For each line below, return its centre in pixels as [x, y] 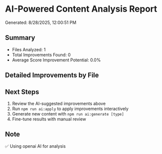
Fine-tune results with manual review [49, 119]
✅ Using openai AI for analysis [35, 146]
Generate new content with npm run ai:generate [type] [68, 114]
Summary [20, 38]
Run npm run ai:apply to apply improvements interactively [70, 109]
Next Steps [22, 92]
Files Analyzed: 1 [29, 49]
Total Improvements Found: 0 [41, 55]
